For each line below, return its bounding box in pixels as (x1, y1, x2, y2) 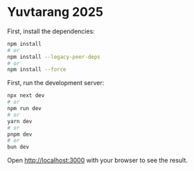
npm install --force (7, 66, 67, 73)
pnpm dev (7, 131, 33, 138)
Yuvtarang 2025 (7, 4, 104, 20)
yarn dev (7, 118, 33, 125)
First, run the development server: (7, 79, 105, 87)
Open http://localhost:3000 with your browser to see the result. (7, 156, 188, 165)
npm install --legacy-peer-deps (7, 53, 100, 60)
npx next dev (7, 92, 45, 99)
